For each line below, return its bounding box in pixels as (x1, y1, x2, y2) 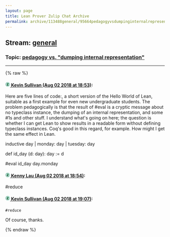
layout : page (5, 8, 33, 13)
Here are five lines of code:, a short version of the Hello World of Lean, (5, 93, 153, 99)
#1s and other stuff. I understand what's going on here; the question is (5, 115, 152, 121)
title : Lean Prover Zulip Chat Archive (5, 13, 90, 19)
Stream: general (5, 38, 57, 47)
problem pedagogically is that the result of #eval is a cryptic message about (5, 104, 164, 110)
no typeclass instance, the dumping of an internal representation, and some (5, 109, 163, 115)
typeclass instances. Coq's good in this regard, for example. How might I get (5, 126, 165, 132)
